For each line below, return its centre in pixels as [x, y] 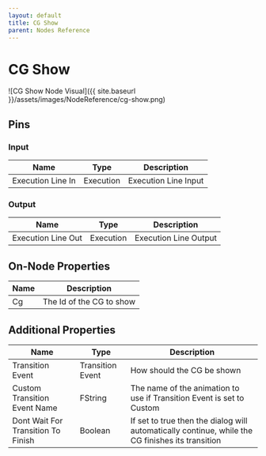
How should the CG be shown [186, 370]
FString [93, 398]
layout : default [35, 15]
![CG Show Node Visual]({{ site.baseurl [72, 91]
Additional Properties [62, 330]
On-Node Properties [59, 266]
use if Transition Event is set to [187, 398]
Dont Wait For [38, 420]
